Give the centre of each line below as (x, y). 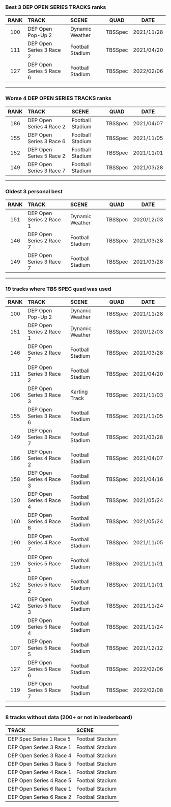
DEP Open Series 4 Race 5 (40, 780)
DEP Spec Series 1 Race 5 (39, 739)
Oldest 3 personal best (34, 191)
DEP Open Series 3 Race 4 (40, 756)
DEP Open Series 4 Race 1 (40, 772)
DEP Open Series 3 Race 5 (40, 764)
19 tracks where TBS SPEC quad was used (58, 289)
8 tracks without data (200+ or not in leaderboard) (69, 718)
